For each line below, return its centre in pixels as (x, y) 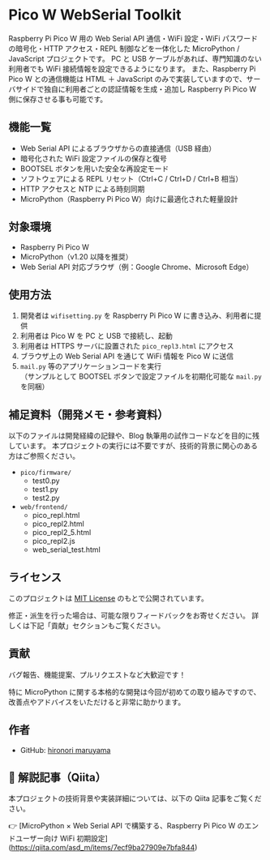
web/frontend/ (44, 507)
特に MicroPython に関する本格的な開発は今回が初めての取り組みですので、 (135, 691)
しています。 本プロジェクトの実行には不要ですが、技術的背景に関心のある (133, 446)
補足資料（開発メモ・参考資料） (88, 415)
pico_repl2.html (58, 524)
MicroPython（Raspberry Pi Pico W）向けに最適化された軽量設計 (129, 199)
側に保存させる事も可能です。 (58, 99)
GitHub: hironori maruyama (65, 750)
